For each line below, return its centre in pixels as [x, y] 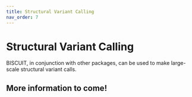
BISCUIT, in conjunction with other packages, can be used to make [88, 63]
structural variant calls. [49, 70]
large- [178, 63]
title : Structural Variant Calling [50, 12]
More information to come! [57, 88]
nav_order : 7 [22, 17]
